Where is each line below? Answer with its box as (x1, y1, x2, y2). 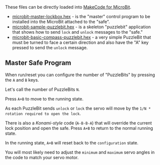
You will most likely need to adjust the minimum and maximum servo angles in (5, 149, 155, 155)
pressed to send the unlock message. (12, 45, 88, 50)
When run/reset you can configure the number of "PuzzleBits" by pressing (5, 72, 155, 78)
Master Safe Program (5, 59, 71, 67)
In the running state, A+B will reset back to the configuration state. (5, 140, 138, 145)
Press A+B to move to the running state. (5, 96, 84, 102)
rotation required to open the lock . (5, 110, 81, 116)
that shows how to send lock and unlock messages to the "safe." (12, 29, 143, 35)
